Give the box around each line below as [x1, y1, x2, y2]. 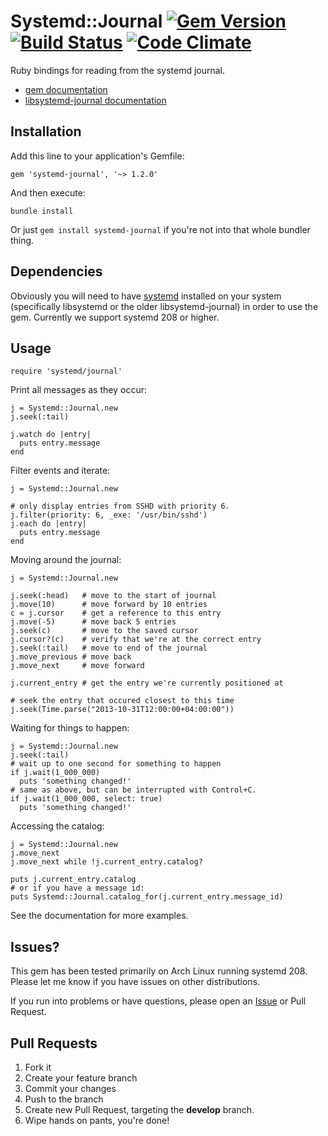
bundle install [10, 206, 74, 216]
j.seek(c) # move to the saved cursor [10, 626, 199, 636]
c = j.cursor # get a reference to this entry [10, 608, 222, 619]
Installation [10, 123, 82, 140]
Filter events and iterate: [10, 465, 111, 477]
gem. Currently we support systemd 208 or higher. [10, 311, 220, 323]
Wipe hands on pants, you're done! [24, 1115, 170, 1126]
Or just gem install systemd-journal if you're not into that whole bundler [10, 223, 311, 235]
